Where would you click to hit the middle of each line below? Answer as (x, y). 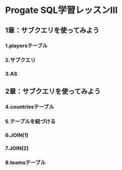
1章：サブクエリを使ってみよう (52, 30)
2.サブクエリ (20, 60)
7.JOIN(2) (17, 149)
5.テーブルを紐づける (30, 121)
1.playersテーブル (27, 45)
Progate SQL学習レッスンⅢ (61, 10)
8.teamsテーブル (25, 163)
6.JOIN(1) (17, 135)
